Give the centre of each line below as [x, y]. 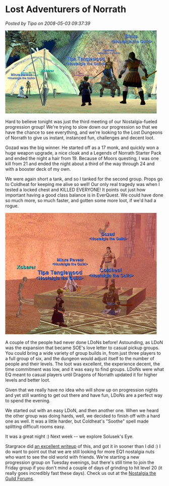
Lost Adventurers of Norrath [66, 9]
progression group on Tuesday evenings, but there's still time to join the [80, 462]
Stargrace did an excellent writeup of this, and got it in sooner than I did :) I [83, 446]
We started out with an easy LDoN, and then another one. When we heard [82, 410]
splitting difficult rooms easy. [35, 426]
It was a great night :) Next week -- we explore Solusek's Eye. [69, 436]
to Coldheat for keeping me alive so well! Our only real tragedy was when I [82, 184]
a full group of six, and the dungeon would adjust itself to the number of [80, 358]
